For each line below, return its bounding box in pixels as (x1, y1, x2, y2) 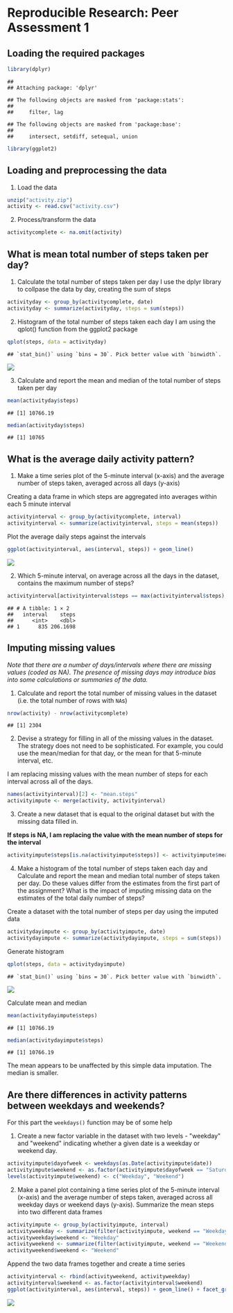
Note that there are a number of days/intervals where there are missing (7, 660, 212, 669)
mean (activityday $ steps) (7, 397, 79, 404)
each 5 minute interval (7, 500, 71, 509)
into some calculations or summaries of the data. (7, 675, 148, 683)
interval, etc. (17, 756, 53, 765)
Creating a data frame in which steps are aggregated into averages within (7, 493, 217, 501)
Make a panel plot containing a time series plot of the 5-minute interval (17, 1185, 220, 1194)
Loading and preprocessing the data (7, 165, 167, 177)
